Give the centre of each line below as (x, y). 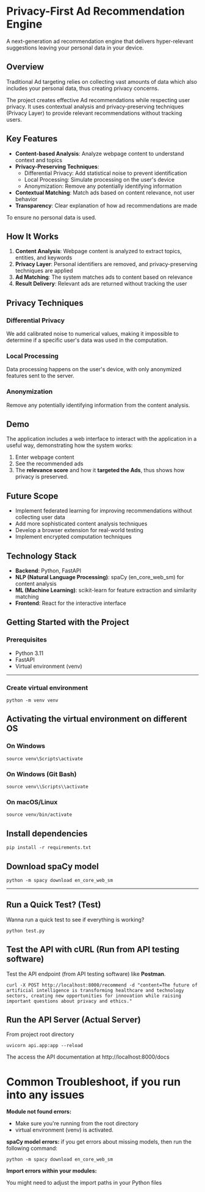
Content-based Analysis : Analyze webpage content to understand (99, 154)
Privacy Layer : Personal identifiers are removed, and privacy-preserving (106, 264)
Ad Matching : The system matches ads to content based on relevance (104, 277)
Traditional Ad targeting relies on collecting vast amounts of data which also (102, 81)
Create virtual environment (47, 687)
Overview (25, 67)
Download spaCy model (53, 866)
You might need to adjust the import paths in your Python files (84, 1183)
